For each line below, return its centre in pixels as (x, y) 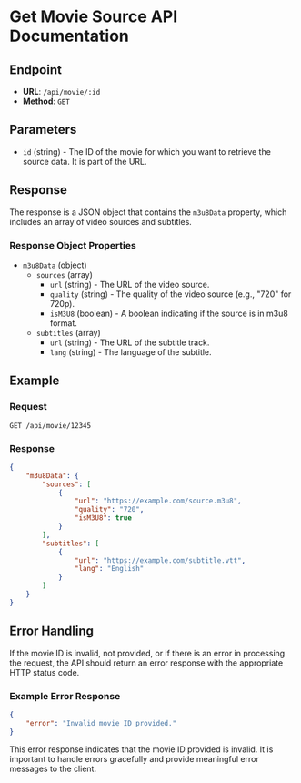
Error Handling (51, 631)
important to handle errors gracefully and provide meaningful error (134, 758)
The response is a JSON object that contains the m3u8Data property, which (148, 212)
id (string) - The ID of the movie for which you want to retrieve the (146, 151)
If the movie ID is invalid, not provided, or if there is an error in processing (147, 653)
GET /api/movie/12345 (50, 425)
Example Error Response (65, 696)
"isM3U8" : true (103, 518)
